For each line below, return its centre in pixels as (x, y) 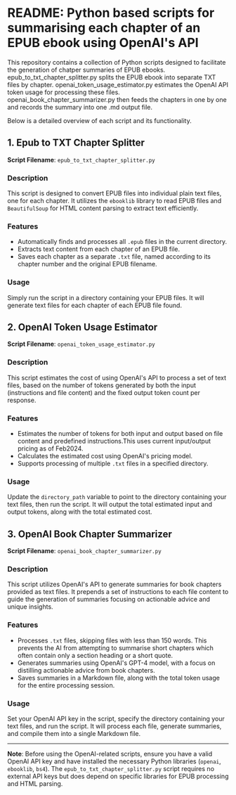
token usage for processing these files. (64, 92)
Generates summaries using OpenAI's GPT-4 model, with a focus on (116, 663)
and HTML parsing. (35, 784)
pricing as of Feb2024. (50, 448)
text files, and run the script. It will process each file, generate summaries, (114, 726)
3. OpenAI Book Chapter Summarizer (90, 534)
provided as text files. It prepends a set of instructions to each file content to (118, 592)
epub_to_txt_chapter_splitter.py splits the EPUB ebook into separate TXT (112, 77)
